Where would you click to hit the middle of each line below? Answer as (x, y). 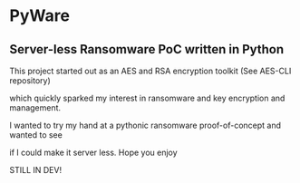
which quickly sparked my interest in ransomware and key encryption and (147, 98)
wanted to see (36, 135)
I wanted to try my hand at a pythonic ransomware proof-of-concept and (145, 125)
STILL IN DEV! (35, 170)
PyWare (40, 16)
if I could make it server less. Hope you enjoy (94, 152)
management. (35, 108)
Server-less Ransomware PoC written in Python (147, 49)
